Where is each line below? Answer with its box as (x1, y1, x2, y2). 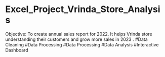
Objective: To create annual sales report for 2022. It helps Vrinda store (5, 31, 153, 37)
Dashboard (5, 47, 29, 53)
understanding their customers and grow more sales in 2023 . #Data (5, 36, 148, 42)
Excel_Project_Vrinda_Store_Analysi (5, 4, 160, 15)
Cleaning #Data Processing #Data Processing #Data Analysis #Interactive (5, 41, 159, 47)
